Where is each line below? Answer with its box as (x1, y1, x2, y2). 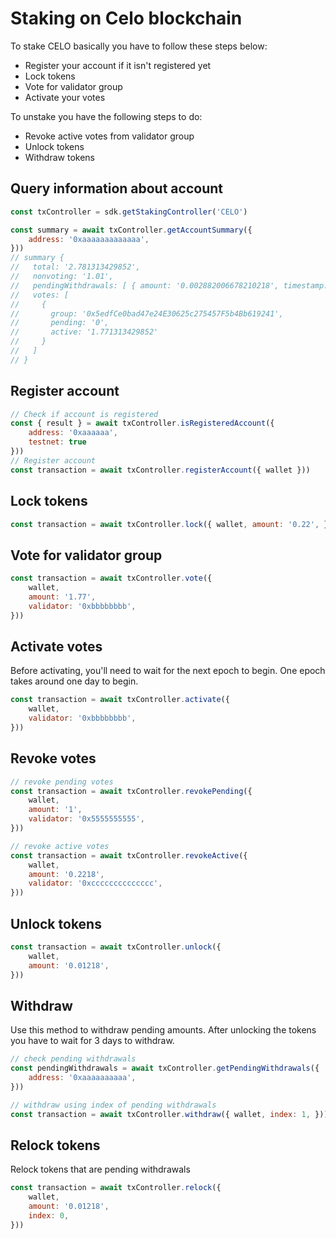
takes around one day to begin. (10, 675, 139, 687)
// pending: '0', (10, 318, 110, 328)
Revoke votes (10, 750, 97, 767)
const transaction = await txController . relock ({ (10, 1183, 222, 1193)
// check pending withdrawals (10, 1054, 137, 1064)
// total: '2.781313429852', (10, 262, 141, 272)
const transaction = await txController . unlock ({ (10, 942, 222, 952)
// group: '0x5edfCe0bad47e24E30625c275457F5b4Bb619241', (10, 308, 284, 319)
